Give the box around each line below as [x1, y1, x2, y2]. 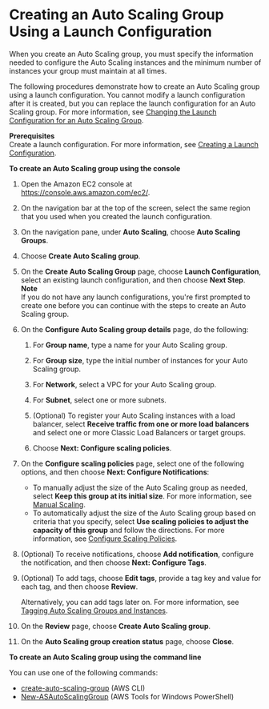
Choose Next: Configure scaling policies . [32, 443, 172, 453]
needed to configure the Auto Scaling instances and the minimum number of [9, 58, 262, 67]
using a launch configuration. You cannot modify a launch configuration [9, 90, 246, 99]
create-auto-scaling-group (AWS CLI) [20, 683, 146, 693]
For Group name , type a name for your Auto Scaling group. [32, 340, 227, 350]
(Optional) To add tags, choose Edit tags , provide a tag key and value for [20, 573, 261, 583]
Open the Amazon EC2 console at [20, 178, 133, 189]
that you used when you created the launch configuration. [20, 211, 213, 221]
